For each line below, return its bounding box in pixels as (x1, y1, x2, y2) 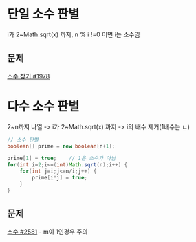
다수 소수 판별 (7, 98, 80, 114)
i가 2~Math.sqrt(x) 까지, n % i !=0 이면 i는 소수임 (7, 30, 140, 38)
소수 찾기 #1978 (7, 71, 50, 80)
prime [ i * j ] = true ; (32, 175, 88, 181)
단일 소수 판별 (7, 6, 80, 22)
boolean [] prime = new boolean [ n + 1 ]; (7, 142, 116, 150)
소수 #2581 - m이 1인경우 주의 (7, 228, 88, 236)
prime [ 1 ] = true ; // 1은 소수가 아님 (7, 155, 116, 162)
